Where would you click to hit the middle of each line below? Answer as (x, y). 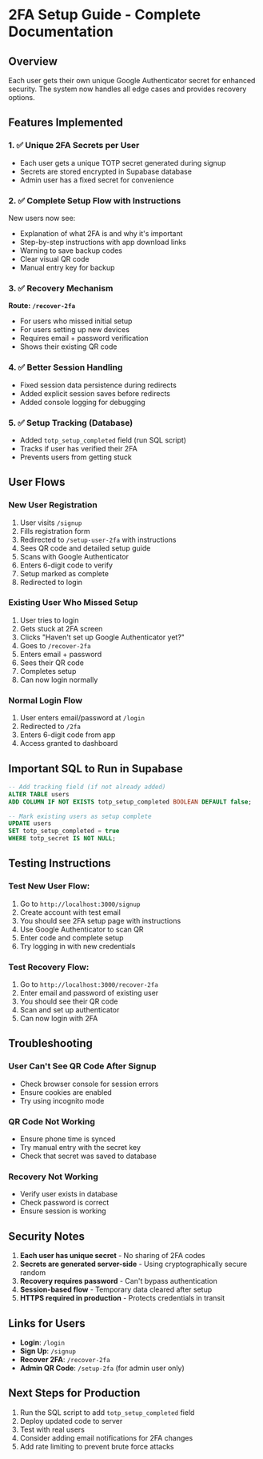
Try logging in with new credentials (78, 946)
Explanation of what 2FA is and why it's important (101, 233)
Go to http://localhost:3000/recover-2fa (89, 984)
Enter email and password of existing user (89, 993)
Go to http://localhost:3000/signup (80, 904)
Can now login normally (59, 679)
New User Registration (53, 505)
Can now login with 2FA (59, 1019)
